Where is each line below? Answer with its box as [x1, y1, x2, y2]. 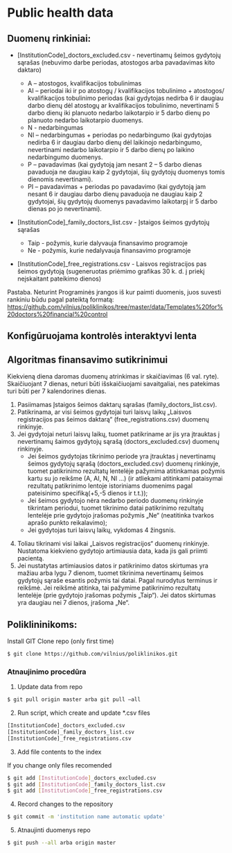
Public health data [7, 5, 114, 21]
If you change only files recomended [7, 761, 112, 769]
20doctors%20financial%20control [7, 310, 108, 318]
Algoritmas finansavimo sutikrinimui [7, 354, 168, 365]
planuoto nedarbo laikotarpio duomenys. [27, 116, 144, 124]
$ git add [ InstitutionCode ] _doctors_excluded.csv [7, 775, 157, 781]
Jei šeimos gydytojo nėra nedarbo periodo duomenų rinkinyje [27, 497, 204, 505]
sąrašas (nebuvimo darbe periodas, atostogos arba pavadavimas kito [17, 58, 215, 67]
